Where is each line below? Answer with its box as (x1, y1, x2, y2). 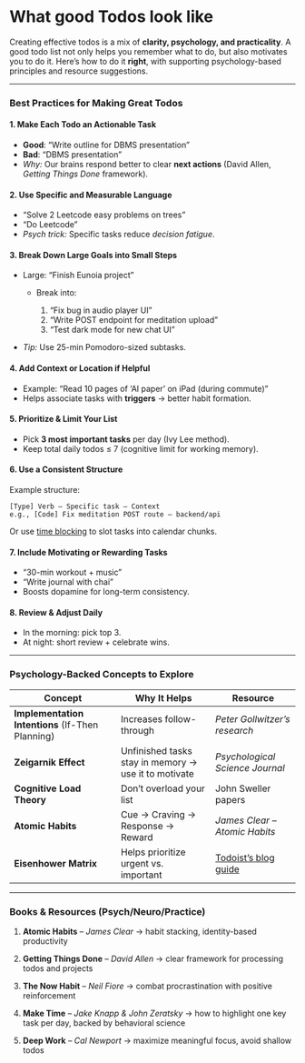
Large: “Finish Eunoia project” (22, 270, 134, 281)
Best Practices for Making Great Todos (9, 96, 183, 109)
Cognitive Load (14, 782, 82, 795)
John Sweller (214, 782, 271, 795)
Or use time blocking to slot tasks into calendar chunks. (9, 526, 218, 537)
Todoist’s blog (214, 851, 275, 864)
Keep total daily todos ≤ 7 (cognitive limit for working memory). (22, 443, 259, 454)
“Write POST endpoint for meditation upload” (49, 315, 219, 326)
